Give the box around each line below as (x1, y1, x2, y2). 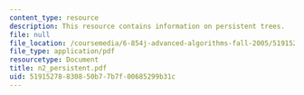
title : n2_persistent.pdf (9, 64, 107, 73)
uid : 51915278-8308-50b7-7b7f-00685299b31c (9, 72, 176, 81)
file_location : (9, 38, 67, 48)
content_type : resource (9, 13, 100, 23)
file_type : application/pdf (9, 47, 116, 56)
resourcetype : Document (9, 55, 100, 64)
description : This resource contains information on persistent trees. (9, 22, 285, 31)
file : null (9, 30, 51, 39)
